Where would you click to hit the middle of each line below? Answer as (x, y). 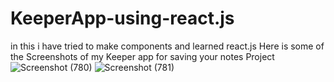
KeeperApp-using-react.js (122, 18)
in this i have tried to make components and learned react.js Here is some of (167, 46)
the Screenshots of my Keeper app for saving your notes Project (142, 56)
